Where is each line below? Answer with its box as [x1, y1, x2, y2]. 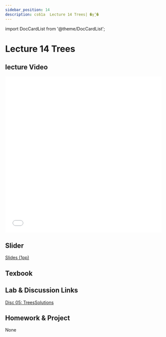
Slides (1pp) [5, 255, 29, 261]
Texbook [5, 269, 33, 278]
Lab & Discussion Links [5, 286, 79, 295]
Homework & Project [5, 314, 71, 322]
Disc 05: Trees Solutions [5, 299, 54, 305]
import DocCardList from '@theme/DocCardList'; [5, 25, 105, 31]
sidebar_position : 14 [5, 7, 50, 12]
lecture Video [5, 63, 48, 71]
